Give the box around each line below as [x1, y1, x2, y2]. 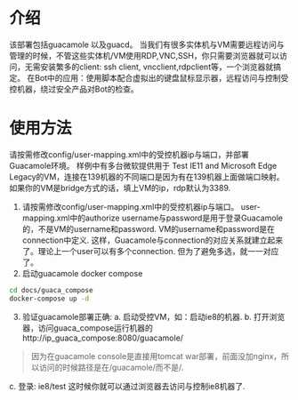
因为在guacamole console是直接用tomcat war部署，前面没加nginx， [30, 350, 282, 361]
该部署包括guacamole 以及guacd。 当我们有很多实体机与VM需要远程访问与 [9, 39, 285, 50]
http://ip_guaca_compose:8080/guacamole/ [21, 332, 184, 343]
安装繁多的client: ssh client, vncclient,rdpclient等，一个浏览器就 [39, 61, 274, 72]
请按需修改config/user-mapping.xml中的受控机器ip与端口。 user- [21, 201, 261, 212]
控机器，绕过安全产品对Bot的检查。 [9, 84, 140, 94]
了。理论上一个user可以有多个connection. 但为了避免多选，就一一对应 [21, 245, 279, 256]
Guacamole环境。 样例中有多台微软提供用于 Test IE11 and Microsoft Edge [9, 160, 278, 171]
